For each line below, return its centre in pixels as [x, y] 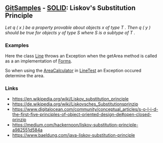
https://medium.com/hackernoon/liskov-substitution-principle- [75, 125]
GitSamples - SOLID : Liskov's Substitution [70, 8]
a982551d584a [27, 130]
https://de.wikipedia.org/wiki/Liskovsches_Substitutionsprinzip [75, 104]
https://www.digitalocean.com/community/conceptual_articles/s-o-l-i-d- [85, 109]
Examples [17, 45]
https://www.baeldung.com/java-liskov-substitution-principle [73, 135]
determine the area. [25, 76]
